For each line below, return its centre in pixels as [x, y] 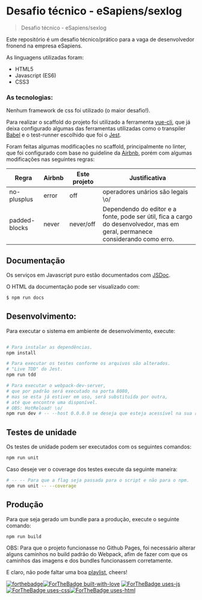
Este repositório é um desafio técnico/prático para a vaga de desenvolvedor [100, 39]
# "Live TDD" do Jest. [35, 369]
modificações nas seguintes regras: [50, 159]
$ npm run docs [25, 298]
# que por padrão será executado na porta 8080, [68, 391]
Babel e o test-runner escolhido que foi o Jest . [64, 135]
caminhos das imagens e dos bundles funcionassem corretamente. [90, 561]
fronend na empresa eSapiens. [44, 46]
